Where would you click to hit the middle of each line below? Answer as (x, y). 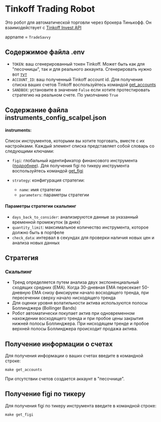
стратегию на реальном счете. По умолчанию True (65, 95)
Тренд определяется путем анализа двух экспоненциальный (75, 282)
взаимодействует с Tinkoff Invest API (43, 27)
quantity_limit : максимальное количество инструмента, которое (80, 227)
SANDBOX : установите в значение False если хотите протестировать (81, 90)
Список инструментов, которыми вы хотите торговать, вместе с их (75, 141)
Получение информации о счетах (59, 344)
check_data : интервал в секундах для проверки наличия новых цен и (83, 237)
